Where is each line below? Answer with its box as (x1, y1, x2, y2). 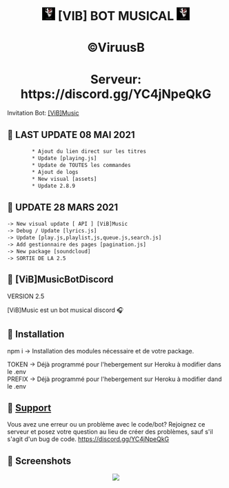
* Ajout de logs (32, 169, 79, 176)
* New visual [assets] (32, 176, 97, 183)
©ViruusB (87, 40, 145, 55)
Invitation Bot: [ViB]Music (7, 109, 79, 117)
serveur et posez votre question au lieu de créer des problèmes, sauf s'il (7, 428, 214, 436)
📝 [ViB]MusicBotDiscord (7, 273, 114, 286)
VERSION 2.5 (7, 292, 45, 300)
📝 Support (7, 402, 52, 413)
